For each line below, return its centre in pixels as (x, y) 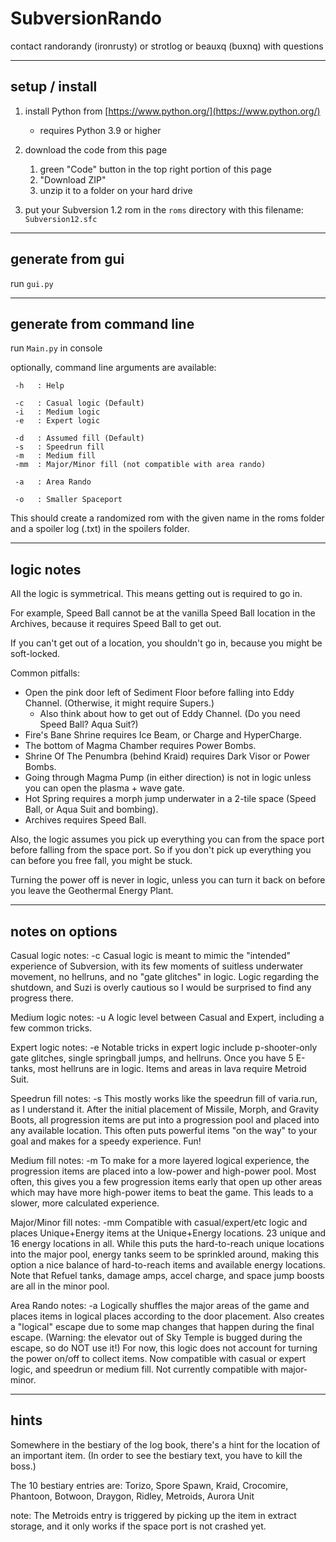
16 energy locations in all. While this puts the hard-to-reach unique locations (167, 1243)
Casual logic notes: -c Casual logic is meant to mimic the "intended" (151, 955)
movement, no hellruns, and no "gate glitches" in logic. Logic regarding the (165, 976)
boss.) (23, 1466)
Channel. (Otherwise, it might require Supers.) (119, 703)
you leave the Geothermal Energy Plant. (92, 891)
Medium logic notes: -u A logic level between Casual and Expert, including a (167, 1017)
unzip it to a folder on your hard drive (116, 190)
